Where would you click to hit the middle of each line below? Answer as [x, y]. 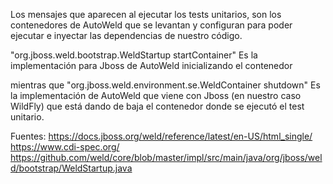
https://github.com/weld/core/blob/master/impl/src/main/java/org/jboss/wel [166, 157]
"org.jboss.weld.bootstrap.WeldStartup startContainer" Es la [134, 55]
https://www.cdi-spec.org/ [65, 147]
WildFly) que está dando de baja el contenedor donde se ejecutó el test [157, 106]
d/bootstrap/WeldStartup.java [71, 168]
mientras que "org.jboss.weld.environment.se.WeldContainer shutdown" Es [165, 85]
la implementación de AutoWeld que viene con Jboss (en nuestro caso [156, 95]
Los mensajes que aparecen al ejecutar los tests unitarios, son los [146, 14]
